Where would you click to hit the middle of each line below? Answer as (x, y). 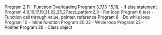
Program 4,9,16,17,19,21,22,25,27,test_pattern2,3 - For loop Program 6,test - (79, 12)
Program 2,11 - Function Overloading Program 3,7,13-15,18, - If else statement (81, 7)
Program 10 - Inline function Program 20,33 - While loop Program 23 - (74, 22)
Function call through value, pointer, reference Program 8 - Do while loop (77, 17)
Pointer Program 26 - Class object (38, 27)
